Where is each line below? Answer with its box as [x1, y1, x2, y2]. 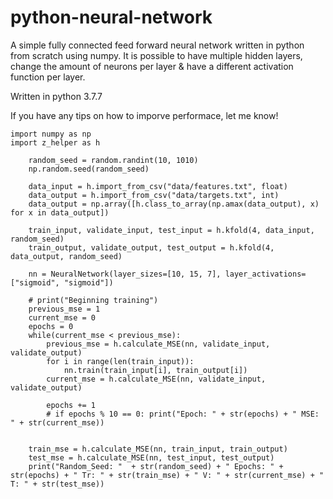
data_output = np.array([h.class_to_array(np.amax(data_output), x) [28, 199, 320, 209]
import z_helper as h [10, 137, 101, 148]
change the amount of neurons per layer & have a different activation [10, 60, 294, 72]
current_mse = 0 [28, 312, 97, 323]
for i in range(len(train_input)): [46, 356, 195, 366]
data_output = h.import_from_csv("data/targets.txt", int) [28, 190, 280, 200]
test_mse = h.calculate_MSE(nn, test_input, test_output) [28, 452, 275, 463]
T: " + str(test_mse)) [10, 479, 105, 489]
